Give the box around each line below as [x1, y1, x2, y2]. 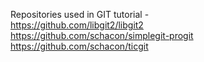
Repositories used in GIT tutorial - [10, 9, 150, 20]
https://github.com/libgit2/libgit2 [10, 19, 144, 31]
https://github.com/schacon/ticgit [10, 40, 149, 52]
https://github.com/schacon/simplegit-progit [10, 30, 194, 41]
